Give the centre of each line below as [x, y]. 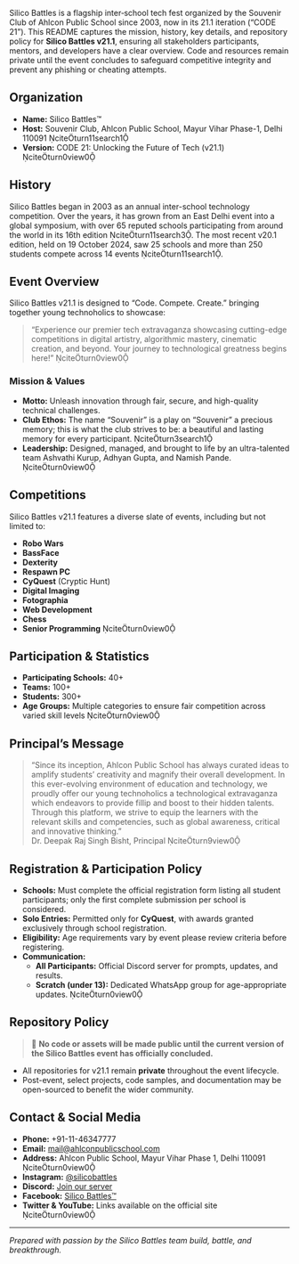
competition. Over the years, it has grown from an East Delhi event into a [142, 216]
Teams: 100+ [46, 687]
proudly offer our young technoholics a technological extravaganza [154, 794]
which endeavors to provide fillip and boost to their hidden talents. [153, 803]
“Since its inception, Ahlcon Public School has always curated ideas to [160, 765]
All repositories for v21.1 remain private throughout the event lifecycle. [150, 1070]
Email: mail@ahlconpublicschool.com [91, 1148]
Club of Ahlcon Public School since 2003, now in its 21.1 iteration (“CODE [143, 22]
